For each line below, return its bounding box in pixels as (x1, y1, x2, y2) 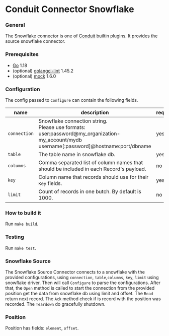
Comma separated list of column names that (38, 159, 143, 166)
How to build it (5, 210, 41, 216)
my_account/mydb (38, 137, 82, 144)
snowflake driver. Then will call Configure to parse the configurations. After (5, 280, 161, 286)
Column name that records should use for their (38, 174, 149, 181)
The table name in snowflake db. (38, 151, 116, 158)
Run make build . (5, 221, 39, 227)
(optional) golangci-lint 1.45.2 (12, 68, 74, 74)
